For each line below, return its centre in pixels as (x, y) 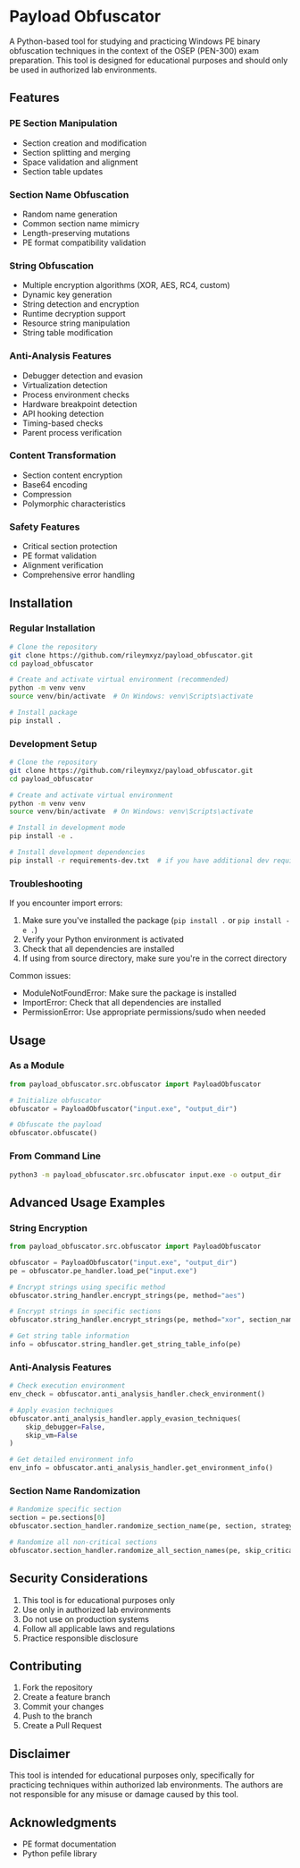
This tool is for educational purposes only (99, 1600)
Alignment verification (63, 565)
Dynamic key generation (67, 295)
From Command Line (55, 1156)
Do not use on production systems (86, 1619)
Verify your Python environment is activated (103, 939)
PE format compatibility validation (84, 242)
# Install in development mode (67, 828)
